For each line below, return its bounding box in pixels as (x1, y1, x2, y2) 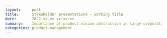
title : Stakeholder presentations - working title (5, 12, 123, 17)
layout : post (5, 7, 41, 12)
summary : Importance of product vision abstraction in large (5, 21, 141, 26)
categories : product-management (5, 26, 72, 31)
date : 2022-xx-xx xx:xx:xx (5, 16, 75, 21)
